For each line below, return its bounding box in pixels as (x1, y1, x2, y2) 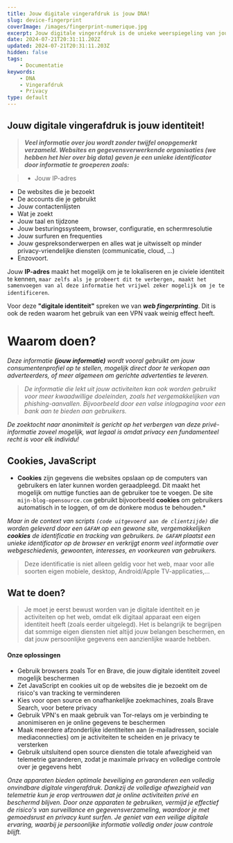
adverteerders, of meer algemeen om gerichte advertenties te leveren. (7, 371, 209, 379)
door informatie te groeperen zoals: (24, 161, 130, 169)
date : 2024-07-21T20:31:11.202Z (7, 36, 101, 43)
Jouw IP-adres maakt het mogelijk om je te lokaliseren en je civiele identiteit (7, 267, 225, 275)
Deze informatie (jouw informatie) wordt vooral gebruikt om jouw (7, 356, 196, 365)
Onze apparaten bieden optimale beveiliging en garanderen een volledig (7, 776, 215, 784)
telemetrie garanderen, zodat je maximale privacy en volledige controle (17, 755, 221, 763)
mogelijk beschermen (17, 673, 80, 682)
